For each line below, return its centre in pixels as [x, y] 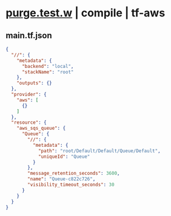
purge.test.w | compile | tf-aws [85, 13]
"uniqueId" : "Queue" [64, 157]
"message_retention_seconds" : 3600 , [74, 174]
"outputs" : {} [34, 83]
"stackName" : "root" [48, 72]
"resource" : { [29, 123]
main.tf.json [29, 35]
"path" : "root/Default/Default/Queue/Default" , [99, 151]
